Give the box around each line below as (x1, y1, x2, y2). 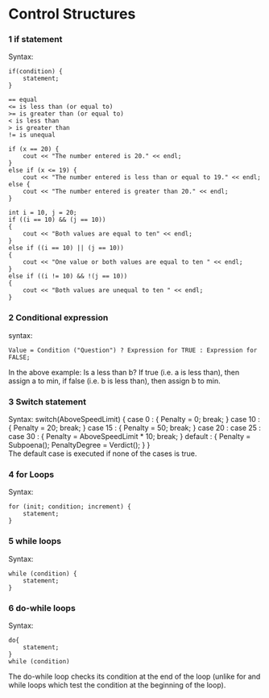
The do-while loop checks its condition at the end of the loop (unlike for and (8, 671, 261, 681)
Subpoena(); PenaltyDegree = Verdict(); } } (8, 441, 151, 450)
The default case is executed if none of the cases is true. (8, 449, 197, 458)
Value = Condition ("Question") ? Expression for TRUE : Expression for (8, 346, 258, 354)
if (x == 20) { (8, 145, 60, 153)
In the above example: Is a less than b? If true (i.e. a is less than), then (8, 367, 240, 377)
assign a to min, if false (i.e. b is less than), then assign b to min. (8, 376, 221, 386)
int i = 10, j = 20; (8, 209, 78, 217)
